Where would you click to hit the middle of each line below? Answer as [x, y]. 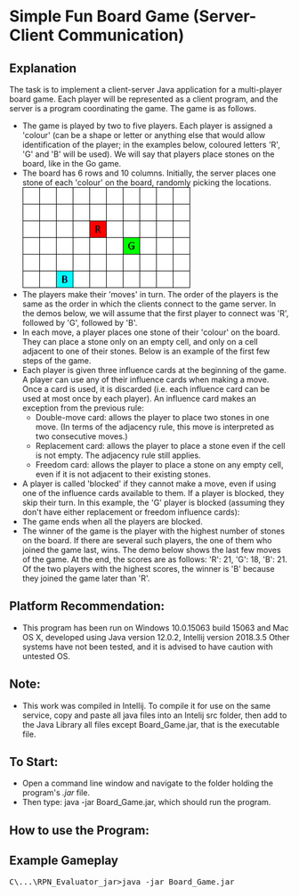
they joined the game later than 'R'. [86, 578]
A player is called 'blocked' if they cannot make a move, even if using [149, 484]
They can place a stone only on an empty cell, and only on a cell [140, 342]
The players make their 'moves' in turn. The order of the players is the [150, 294]
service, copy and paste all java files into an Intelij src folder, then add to [154, 715]
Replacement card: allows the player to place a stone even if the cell [160, 446]
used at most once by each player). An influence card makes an [139, 399]
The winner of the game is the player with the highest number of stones [154, 531]
